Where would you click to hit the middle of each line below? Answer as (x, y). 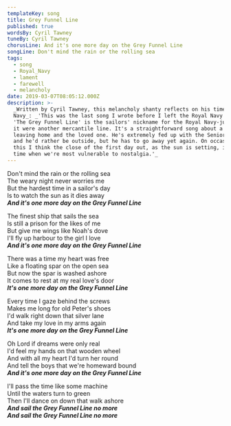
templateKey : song (33, 13)
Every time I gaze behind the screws (58, 301)
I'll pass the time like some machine (57, 386)
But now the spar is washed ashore (57, 273)
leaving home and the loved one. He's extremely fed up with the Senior (120, 135)
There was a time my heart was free (58, 258)
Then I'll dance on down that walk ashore (65, 401)
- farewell (29, 84)
